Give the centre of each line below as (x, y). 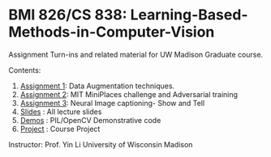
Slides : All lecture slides (61, 112)
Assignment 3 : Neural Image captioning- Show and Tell (112, 103)
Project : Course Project (60, 129)
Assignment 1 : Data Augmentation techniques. (97, 86)
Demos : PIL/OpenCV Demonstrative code (90, 120)
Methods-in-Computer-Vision (112, 32)
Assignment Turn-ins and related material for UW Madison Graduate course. (136, 54)
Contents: (25, 70)
